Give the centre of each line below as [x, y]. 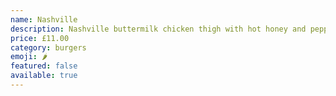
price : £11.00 [40, 38]
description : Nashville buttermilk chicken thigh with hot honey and [158, 29]
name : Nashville [44, 19]
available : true [44, 76]
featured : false [44, 66]
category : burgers [48, 47]
